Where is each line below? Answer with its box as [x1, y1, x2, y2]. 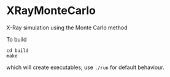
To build [6, 35, 27, 43]
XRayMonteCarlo [6, 4, 96, 18]
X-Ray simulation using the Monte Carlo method [6, 24, 128, 31]
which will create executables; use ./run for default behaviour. [6, 64, 164, 71]
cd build [6, 47, 29, 54]
